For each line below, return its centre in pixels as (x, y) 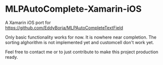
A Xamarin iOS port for (28, 22)
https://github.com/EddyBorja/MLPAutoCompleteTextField (64, 27)
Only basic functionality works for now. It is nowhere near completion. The (81, 37)
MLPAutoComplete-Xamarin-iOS (73, 9)
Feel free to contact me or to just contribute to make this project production (82, 52)
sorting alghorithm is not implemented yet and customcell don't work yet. (80, 42)
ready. (12, 57)
